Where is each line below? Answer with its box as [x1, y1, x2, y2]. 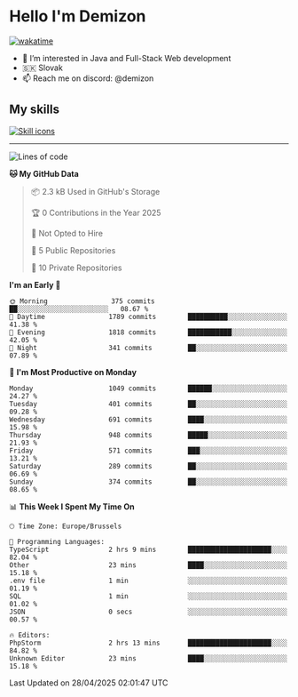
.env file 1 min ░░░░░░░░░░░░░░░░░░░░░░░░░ [9, 576, 288, 585]
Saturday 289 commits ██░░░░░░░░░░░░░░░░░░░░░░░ [9, 461, 288, 470]
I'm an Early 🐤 [9, 279, 61, 290]
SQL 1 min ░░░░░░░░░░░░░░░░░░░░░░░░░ [9, 591, 288, 601]
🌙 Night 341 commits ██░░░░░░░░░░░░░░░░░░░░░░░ [9, 343, 288, 352]
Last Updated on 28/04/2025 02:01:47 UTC [9, 677, 169, 688]
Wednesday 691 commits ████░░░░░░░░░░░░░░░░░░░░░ [9, 415, 288, 424]
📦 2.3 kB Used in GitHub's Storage [30, 186, 161, 196]
